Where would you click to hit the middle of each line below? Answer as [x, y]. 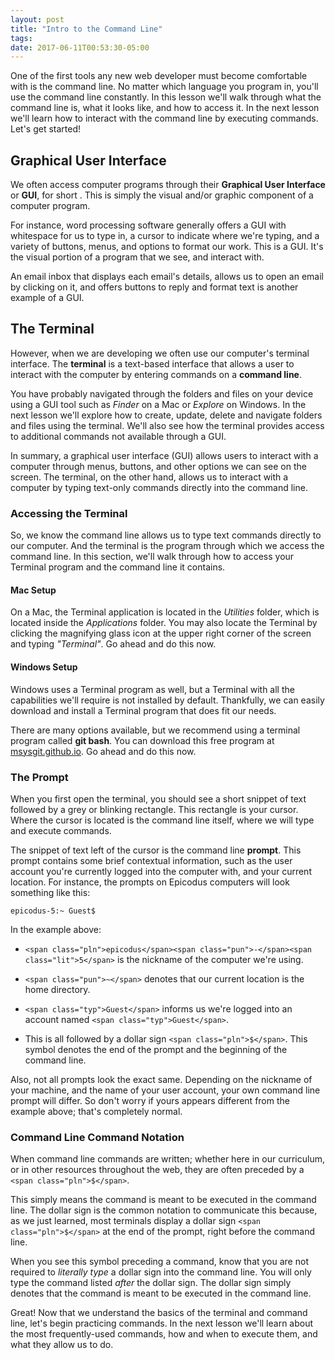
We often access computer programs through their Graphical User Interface [168, 185]
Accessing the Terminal [69, 513]
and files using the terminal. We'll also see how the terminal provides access [167, 425]
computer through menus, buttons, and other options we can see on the [158, 466]
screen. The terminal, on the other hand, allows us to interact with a [149, 477]
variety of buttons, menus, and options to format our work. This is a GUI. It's [167, 247]
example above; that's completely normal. [96, 1111]
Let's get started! [46, 129]
